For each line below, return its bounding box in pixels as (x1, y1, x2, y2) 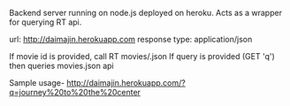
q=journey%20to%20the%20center (9, 87, 141, 97)
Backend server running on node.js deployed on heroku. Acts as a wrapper (9, 8, 283, 18)
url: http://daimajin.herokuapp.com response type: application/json (9, 34, 253, 44)
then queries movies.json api (9, 61, 114, 71)
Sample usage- (9, 78, 65, 87)
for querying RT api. (9, 17, 82, 27)
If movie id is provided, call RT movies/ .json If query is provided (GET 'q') (9, 51, 276, 61)
